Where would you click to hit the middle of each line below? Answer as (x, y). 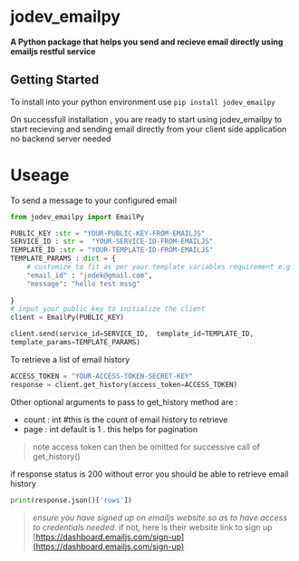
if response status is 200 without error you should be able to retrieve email (149, 474)
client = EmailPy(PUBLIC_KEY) (68, 318)
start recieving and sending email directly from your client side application (149, 129)
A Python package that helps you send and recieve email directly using (147, 42)
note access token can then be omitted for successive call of (146, 447)
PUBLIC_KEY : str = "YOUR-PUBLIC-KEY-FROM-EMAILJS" (108, 233)
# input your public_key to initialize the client (108, 309)
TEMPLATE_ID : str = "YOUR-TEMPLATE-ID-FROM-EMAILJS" (112, 250)
